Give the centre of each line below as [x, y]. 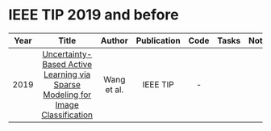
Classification [67, 115]
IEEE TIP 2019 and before [94, 15]
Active [80, 64]
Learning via [67, 74]
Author [115, 40]
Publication [158, 40]
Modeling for [67, 95]
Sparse [67, 84]
